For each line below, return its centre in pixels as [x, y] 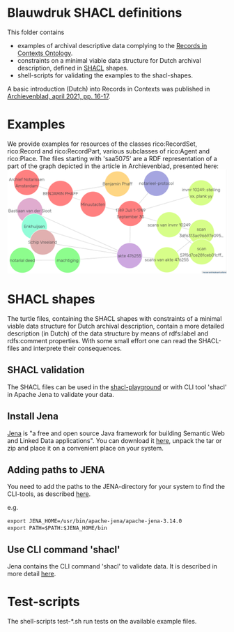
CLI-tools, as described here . [49, 494]
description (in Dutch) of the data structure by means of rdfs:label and [108, 333]
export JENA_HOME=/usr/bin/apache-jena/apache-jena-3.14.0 [95, 521]
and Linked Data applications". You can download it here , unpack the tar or [115, 440]
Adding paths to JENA [56, 470]
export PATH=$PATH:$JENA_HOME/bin [57, 528]
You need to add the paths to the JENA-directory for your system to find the [116, 487]
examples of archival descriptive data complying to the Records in [112, 45]
